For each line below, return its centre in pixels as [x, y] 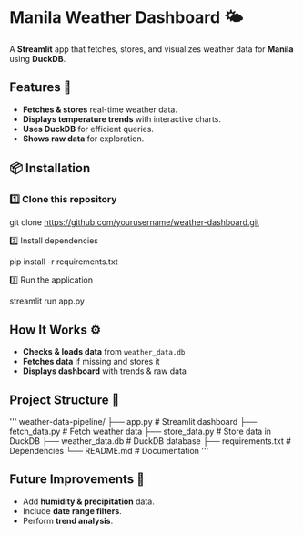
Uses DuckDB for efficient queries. [88, 129]
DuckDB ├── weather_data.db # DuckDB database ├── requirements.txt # [150, 441]
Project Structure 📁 [65, 400]
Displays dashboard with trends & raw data [104, 371]
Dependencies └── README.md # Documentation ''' [109, 451]
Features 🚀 [40, 87]
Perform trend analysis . [68, 520]
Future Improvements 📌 [77, 479]
